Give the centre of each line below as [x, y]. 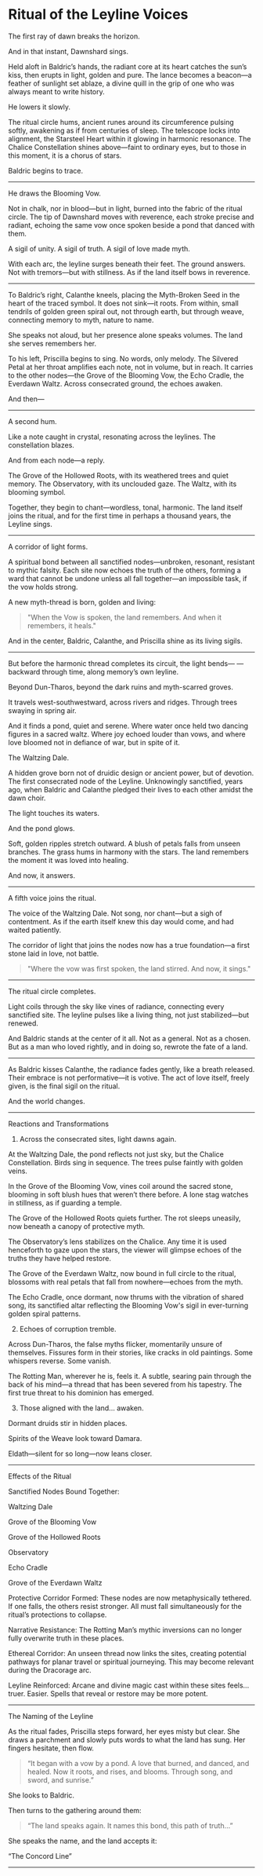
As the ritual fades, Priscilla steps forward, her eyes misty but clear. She [124, 1731]
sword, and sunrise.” [60, 1779]
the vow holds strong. [43, 587]
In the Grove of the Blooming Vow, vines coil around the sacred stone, [121, 1186]
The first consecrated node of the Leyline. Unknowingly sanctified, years [126, 781]
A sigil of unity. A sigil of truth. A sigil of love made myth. [99, 248]
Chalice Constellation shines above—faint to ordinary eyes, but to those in [127, 147]
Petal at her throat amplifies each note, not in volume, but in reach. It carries [131, 367]
